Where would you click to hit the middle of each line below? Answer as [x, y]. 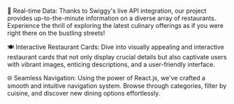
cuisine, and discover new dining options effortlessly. [84, 93]
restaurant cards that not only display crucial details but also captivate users [117, 57]
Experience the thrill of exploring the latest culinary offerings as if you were [116, 25]
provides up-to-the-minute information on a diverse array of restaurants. [112, 18]
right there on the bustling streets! [56, 33]
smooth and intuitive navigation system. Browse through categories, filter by [117, 86]
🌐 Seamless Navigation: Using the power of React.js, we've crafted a [107, 78]
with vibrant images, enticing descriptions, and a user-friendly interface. [111, 64]
